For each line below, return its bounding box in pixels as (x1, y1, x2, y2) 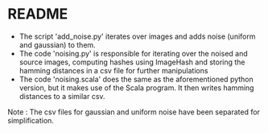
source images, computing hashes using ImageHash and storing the (19, 57, 246, 67)
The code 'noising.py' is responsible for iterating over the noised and (19, 48, 249, 58)
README (7, 5, 68, 23)
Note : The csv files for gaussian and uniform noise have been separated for (7, 106, 261, 117)
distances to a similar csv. (19, 91, 105, 101)
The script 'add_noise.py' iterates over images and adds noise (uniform (19, 31, 256, 41)
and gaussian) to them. (19, 39, 96, 49)
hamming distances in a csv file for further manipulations (19, 65, 208, 75)
